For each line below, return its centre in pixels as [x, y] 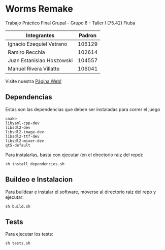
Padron [88, 35]
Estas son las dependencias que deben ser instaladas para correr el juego [83, 109]
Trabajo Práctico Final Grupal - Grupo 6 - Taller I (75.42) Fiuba [70, 23]
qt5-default [18, 145]
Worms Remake [39, 9]
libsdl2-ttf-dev [22, 136]
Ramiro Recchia [26, 52]
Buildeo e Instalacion [39, 180]
